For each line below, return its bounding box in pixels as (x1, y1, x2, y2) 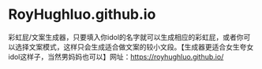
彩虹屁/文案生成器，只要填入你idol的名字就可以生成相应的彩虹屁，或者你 (8, 32, 244, 42)
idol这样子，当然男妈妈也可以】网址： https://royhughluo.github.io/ (8, 52, 224, 61)
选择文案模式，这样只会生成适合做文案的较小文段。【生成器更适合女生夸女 (14, 42, 254, 52)
